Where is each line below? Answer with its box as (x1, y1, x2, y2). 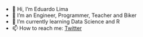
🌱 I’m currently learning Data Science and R (11, 18, 120, 25)
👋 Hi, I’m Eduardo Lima (11, 6, 68, 12)
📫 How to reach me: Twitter (11, 25, 82, 32)
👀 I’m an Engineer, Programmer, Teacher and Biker (11, 12, 137, 19)
